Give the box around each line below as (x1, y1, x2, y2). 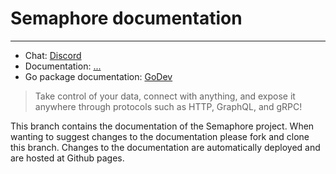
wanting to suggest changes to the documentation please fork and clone (10, 130, 310, 142)
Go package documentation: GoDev (24, 70, 173, 82)
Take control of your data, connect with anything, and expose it (34, 90, 296, 102)
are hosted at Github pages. (10, 152, 125, 164)
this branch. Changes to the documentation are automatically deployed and (10, 141, 321, 153)
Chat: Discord (24, 49, 82, 61)
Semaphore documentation (10, 7, 243, 30)
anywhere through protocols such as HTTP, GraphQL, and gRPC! (34, 100, 303, 112)
